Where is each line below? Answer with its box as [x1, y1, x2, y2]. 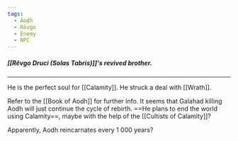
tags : [7, 10, 23, 18]
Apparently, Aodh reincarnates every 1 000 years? [7, 125, 154, 135]
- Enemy [13, 30, 37, 38]
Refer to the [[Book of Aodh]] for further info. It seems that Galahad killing [7, 97, 222, 106]
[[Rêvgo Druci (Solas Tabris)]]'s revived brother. [7, 58, 152, 67]
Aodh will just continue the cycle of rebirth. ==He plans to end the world [7, 104, 218, 113]
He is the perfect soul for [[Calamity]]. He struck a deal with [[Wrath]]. [7, 83, 212, 92]
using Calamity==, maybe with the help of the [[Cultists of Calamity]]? [7, 112, 211, 120]
